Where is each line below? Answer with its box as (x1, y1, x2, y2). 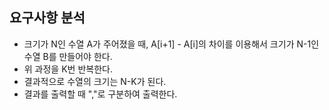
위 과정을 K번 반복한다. (23, 63, 113, 75)
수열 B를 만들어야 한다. (23, 50, 113, 62)
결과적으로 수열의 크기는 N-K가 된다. (23, 75, 167, 87)
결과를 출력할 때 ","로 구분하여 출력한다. (23, 88, 178, 100)
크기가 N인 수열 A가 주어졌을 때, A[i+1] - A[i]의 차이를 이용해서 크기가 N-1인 (23, 38, 320, 50)
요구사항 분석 (9, 9, 86, 27)
